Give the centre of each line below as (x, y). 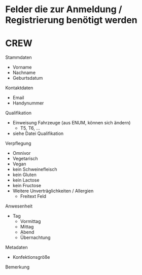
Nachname (24, 73)
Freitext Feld (33, 196)
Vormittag (30, 221)
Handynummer (28, 103)
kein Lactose (26, 180)
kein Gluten (24, 175)
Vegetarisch (25, 159)
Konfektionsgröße (31, 257)
